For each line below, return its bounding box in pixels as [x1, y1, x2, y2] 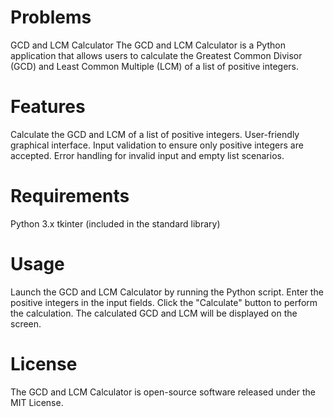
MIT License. [10, 396, 64, 408]
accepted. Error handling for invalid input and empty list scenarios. [10, 149, 285, 161]
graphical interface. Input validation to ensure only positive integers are [10, 139, 304, 151]
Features [10, 96, 86, 118]
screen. [10, 317, 42, 330]
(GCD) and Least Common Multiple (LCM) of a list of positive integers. [10, 60, 300, 72]
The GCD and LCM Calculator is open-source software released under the [10, 386, 316, 398]
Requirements [10, 185, 130, 208]
